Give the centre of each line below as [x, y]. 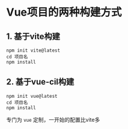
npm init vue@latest [32, 96]
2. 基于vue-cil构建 [40, 82]
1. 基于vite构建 [33, 36]
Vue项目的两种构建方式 [64, 12]
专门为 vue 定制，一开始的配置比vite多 [53, 119]
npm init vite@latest [33, 50]
